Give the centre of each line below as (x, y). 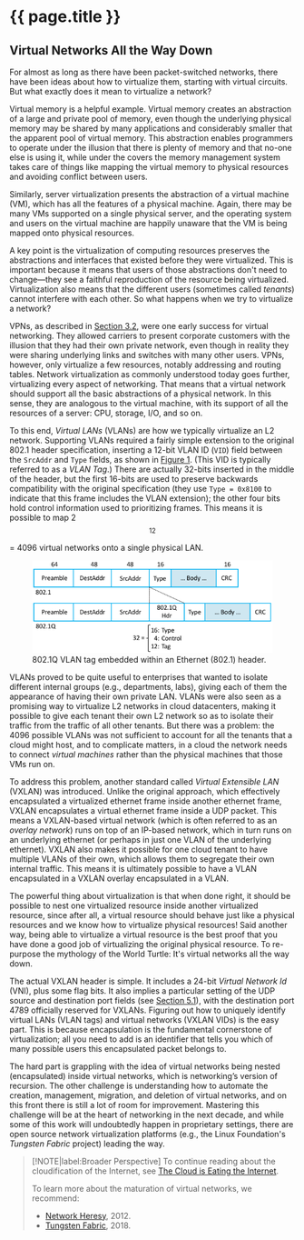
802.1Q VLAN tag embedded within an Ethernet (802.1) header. (149, 659)
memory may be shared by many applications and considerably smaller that (151, 128)
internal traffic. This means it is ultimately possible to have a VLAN (133, 868)
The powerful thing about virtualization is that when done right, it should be (150, 895)
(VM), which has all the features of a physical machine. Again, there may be (151, 204)
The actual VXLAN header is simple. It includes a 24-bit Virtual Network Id (148, 981)
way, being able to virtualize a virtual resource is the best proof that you (144, 935)
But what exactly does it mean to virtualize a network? (110, 91)
